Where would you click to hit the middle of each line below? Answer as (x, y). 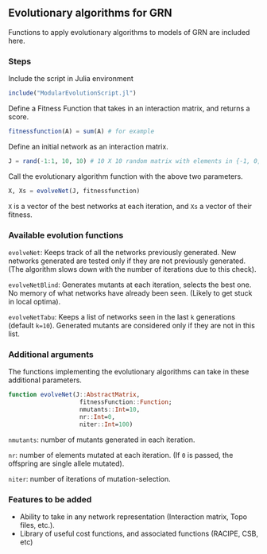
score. (19, 116)
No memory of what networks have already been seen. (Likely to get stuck (130, 292)
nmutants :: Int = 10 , (110, 409)
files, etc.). (37, 525)
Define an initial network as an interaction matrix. (88, 146)
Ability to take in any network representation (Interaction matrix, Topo (133, 517)
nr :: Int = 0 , (97, 416)
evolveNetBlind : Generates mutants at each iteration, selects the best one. (130, 285)
